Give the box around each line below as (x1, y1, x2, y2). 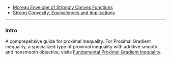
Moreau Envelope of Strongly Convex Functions (12, 5, 113, 10)
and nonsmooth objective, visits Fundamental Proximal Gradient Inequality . (5, 49, 162, 55)
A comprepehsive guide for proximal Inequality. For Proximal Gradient (5, 38, 151, 44)
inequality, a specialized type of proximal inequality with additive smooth (5, 44, 158, 50)
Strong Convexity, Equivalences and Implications (12, 10, 116, 16)
